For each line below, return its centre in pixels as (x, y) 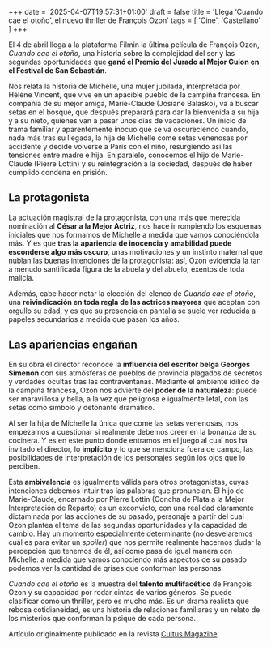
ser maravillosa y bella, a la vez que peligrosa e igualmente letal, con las (128, 398)
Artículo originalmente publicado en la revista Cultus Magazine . (114, 634)
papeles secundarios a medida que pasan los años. (94, 319)
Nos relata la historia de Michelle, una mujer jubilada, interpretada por (125, 86)
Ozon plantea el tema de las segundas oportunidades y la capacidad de (128, 525)
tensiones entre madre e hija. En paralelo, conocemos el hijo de (114, 155)
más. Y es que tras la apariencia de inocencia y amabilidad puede (120, 243)
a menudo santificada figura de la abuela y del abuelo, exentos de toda (127, 269)
